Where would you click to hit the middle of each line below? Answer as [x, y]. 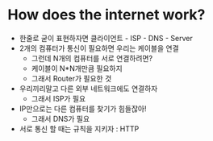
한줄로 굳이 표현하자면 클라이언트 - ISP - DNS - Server [106, 38]
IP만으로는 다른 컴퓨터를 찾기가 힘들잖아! [83, 108]
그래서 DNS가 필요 [61, 118]
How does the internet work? [106, 15]
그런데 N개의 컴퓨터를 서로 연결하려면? [92, 58]
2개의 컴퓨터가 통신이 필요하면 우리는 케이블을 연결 [99, 48]
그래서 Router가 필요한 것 [71, 78]
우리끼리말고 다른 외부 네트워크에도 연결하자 [88, 88]
